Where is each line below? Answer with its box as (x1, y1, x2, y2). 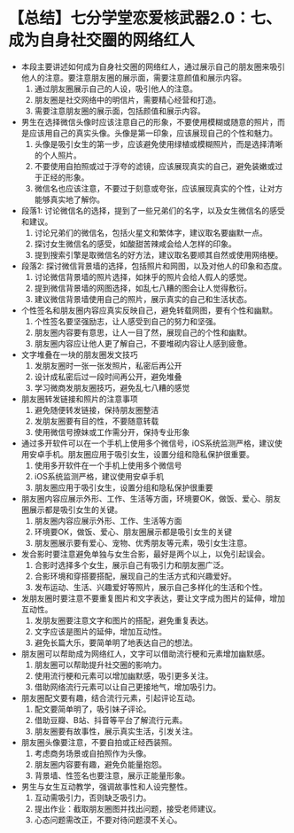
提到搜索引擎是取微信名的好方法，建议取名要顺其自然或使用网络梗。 (34, 249, 283, 260)
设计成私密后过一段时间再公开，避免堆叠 (34, 371, 182, 382)
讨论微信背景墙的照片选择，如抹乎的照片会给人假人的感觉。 (34, 271, 252, 282)
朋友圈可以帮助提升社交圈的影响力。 (34, 659, 167, 670)
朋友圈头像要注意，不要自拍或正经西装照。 (20, 736, 177, 747)
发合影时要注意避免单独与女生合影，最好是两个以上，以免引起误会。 (20, 549, 270, 559)
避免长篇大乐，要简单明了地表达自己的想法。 (34, 637, 198, 648)
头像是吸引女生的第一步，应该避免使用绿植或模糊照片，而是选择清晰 (34, 138, 283, 149)
